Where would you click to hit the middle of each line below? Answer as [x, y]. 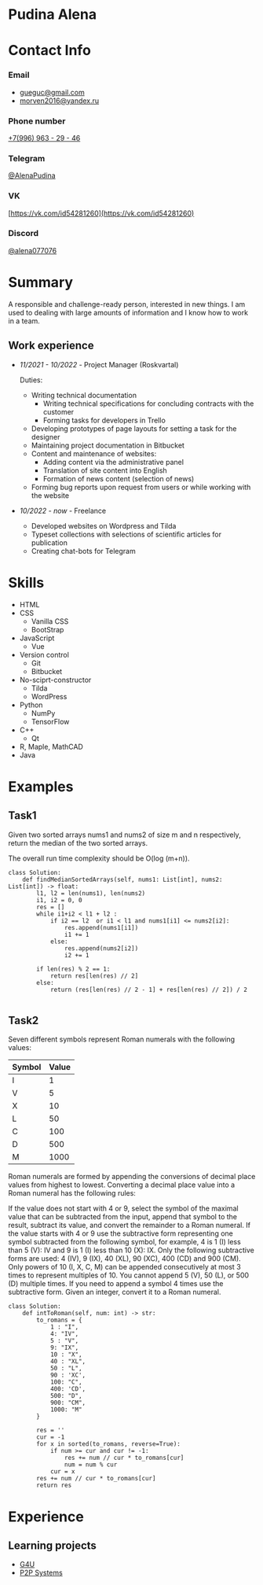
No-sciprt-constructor [55, 680]
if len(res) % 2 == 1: [73, 969]
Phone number [37, 121]
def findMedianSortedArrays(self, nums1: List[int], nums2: [122, 879]
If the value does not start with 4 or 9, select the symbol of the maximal [123, 1208]
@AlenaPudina [32, 175]
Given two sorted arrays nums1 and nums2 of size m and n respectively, [124, 835]
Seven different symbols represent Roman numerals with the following [122, 1039]
